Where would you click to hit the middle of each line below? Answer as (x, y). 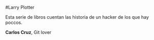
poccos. (14, 23)
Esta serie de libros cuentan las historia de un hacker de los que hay (77, 17)
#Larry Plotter (20, 7)
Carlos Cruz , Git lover (28, 32)
